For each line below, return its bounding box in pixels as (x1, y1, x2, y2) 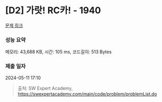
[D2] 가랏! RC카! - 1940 (5, 5, 101, 16)
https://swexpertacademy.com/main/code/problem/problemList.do (17, 91, 157, 97)
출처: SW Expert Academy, (17, 85, 73, 91)
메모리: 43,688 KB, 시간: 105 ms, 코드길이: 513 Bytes (5, 49, 112, 55)
